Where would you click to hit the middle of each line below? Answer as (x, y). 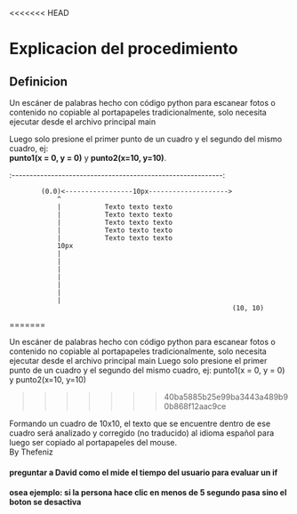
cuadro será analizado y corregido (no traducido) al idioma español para (142, 433)
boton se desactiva (45, 502)
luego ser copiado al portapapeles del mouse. (93, 442)
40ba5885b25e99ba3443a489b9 (226, 397)
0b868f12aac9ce (195, 406)
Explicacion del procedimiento (124, 49)
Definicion (39, 81)
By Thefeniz (31, 452)
